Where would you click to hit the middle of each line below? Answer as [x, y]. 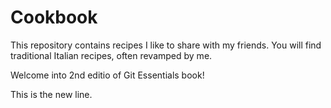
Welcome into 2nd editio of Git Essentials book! [107, 75]
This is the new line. [51, 94]
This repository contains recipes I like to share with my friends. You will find [166, 45]
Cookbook [54, 17]
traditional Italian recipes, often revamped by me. [111, 55]
